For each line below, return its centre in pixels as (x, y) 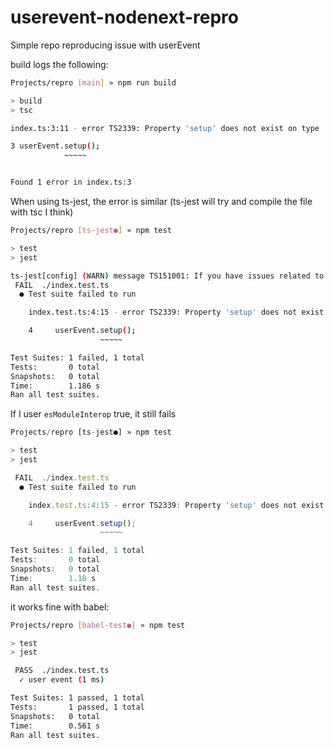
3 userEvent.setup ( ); (55, 146)
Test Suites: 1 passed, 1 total (77, 698)
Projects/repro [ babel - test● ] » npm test (98, 625)
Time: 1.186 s (55, 386)
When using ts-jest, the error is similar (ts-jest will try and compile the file (161, 202)
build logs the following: (59, 64)
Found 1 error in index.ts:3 (71, 182)
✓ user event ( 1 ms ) (62, 680)
